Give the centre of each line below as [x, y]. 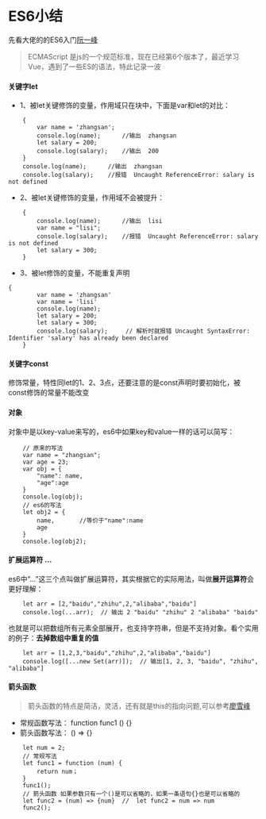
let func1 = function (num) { [73, 763]
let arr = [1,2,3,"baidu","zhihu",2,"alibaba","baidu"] [117, 653]
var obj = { [42, 469]
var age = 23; [46, 462]
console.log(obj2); [55, 541]
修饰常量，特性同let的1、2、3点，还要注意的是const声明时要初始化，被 [124, 383]
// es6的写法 [42, 505]
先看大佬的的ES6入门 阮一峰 [53, 40]
